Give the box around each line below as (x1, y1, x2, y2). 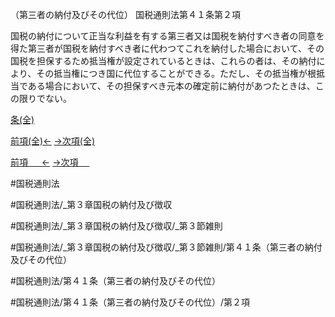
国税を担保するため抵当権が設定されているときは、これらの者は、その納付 (10, 55, 317, 67)
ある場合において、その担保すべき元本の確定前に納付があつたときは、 (27, 80, 316, 92)
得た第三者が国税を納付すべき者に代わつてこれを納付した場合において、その (10, 43, 325, 54)
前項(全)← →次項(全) (10, 135, 96, 147)
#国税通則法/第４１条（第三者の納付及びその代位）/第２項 (10, 296, 250, 308)
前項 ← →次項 (10, 156, 79, 168)
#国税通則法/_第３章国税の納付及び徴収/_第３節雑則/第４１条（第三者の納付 (10, 241, 323, 253)
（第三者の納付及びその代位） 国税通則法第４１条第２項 (10, 9, 241, 20)
